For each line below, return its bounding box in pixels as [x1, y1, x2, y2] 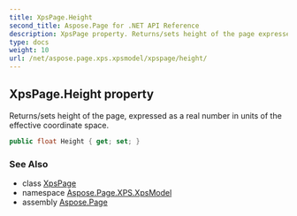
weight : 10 [9, 46, 49, 55]
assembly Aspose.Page [21, 197, 108, 207]
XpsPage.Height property [9, 87, 155, 102]
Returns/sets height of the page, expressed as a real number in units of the [9, 110, 283, 120]
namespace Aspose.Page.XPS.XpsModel [21, 187, 172, 197]
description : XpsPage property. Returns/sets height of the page [9, 29, 255, 38]
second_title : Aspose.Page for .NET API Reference [9, 21, 200, 30]
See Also [9, 158, 49, 170]
